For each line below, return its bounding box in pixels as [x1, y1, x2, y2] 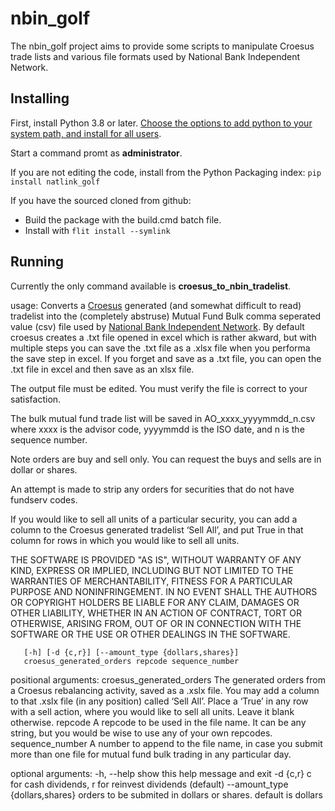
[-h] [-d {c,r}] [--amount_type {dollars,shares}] [23, 647, 240, 657]
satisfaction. [10, 393, 62, 405]
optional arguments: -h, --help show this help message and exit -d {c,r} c [10, 767, 312, 779]
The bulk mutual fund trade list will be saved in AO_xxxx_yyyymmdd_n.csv [10, 412, 316, 424]
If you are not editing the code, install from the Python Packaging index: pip [10, 166, 322, 178]
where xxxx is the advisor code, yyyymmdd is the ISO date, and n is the [10, 423, 305, 435]
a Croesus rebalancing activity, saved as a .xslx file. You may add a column [10, 684, 320, 696]
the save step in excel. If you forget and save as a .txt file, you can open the [10, 352, 322, 364]
